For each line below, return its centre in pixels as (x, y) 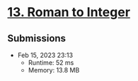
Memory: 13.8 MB (54, 70)
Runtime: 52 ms (51, 63)
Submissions (36, 38)
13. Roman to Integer (69, 12)
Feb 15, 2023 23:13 (45, 55)
